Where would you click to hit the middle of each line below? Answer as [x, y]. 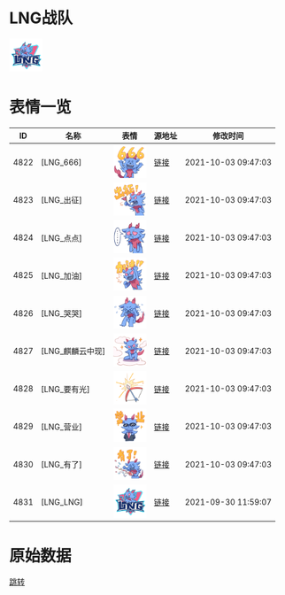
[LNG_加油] [62, 275]
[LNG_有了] [62, 465]
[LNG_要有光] [65, 389]
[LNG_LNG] [62, 502]
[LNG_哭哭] [62, 313]
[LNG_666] [62, 162]
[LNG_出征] [62, 200]
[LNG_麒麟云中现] [73, 352]
